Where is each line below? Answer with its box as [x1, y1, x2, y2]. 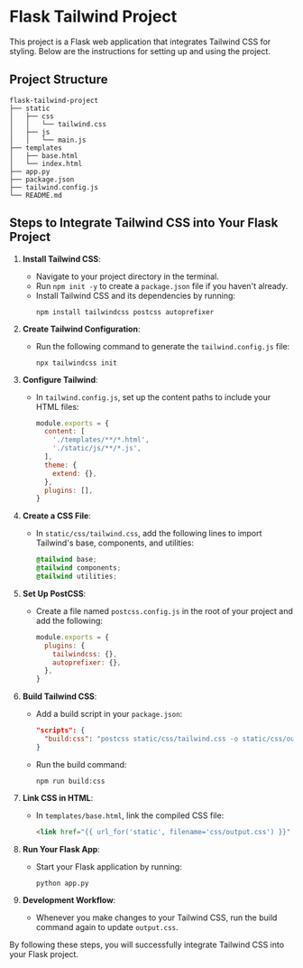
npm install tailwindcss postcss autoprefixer [35, 307, 215, 317]
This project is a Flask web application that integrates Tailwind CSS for [9, 36, 271, 47]
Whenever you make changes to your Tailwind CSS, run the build [35, 912, 278, 923]
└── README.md [9, 191, 63, 200]
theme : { [43, 461, 78, 470]
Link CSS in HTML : [22, 792, 94, 803]
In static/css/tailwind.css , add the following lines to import [35, 528, 262, 539]
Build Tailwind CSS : [22, 691, 97, 702]
